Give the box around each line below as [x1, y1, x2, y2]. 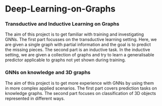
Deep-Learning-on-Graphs [5, 3, 116, 14]
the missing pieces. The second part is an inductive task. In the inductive [5, 47, 150, 53]
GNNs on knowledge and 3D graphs [5, 69, 91, 76]
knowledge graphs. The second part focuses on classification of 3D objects [5, 90, 156, 96]
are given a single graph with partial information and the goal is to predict [5, 42, 151, 48]
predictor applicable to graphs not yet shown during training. [5, 57, 126, 63]
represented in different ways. [5, 95, 65, 101]
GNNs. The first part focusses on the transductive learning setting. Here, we [5, 37, 157, 42]
